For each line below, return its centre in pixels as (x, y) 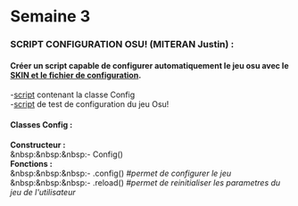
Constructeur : (38, 144)
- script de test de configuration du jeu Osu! (90, 104)
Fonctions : (31, 163)
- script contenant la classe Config (73, 95)
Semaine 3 (50, 16)
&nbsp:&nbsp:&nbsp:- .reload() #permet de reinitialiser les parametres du (145, 182)
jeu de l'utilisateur (43, 192)
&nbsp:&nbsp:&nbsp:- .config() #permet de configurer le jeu (121, 173)
